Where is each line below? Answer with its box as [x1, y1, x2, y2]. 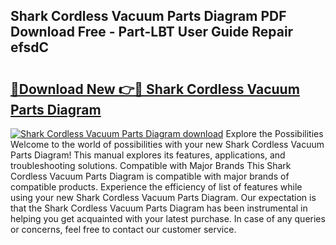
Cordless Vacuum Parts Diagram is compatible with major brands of [10, 170, 290, 182]
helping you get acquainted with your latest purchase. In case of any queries [10, 213, 326, 224]
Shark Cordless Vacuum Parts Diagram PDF [10, 8, 287, 25]
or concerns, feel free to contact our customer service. [10, 224, 237, 235]
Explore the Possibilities [225, 128, 324, 139]
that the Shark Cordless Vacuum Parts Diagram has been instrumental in [10, 202, 308, 214]
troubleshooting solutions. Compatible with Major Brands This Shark [10, 160, 292, 171]
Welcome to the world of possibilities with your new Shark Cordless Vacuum [10, 139, 325, 150]
